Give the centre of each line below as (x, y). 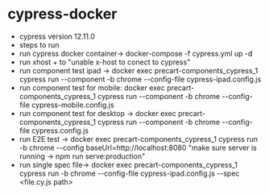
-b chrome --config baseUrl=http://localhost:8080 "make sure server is (138, 147)
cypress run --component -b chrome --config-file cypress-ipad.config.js (140, 79)
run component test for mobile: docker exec (92, 87)
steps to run (39, 44)
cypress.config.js (60, 131)
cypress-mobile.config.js (72, 105)
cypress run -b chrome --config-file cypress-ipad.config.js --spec (129, 173)
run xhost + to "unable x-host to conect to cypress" (105, 62)
